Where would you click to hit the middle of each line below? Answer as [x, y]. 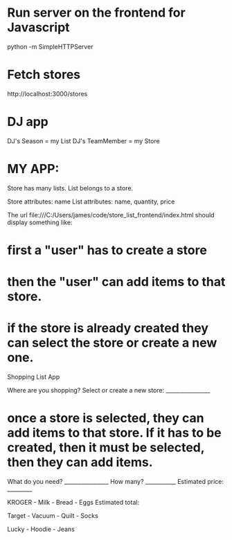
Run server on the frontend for [96, 13]
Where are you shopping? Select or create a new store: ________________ [109, 390]
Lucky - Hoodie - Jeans [41, 529]
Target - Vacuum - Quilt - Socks [53, 516]
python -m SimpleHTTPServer [50, 46]
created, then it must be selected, [106, 448]
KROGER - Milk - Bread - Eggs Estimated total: [73, 502]
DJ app [28, 122]
